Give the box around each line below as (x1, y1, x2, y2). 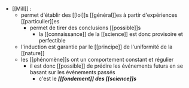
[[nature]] (20, 50, 45, 56)
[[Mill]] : (11, 5, 32, 12)
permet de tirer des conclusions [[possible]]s (29, 24, 141, 31)
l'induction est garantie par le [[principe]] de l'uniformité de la (20, 43, 173, 50)
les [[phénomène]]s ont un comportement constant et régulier (20, 56, 174, 63)
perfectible (38, 37, 66, 44)
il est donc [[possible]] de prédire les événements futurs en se (29, 62, 184, 69)
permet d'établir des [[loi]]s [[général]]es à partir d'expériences (20, 11, 178, 19)
